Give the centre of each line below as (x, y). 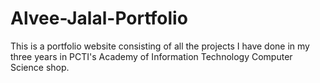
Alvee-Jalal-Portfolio (99, 18)
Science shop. (40, 67)
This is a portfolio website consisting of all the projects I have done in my (160, 46)
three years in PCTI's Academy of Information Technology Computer (151, 56)
